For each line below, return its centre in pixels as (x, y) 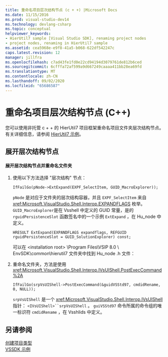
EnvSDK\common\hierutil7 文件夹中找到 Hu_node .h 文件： (74, 254)
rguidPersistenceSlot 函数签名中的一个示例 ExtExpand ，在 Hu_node (84, 216)
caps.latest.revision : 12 (32, 52)
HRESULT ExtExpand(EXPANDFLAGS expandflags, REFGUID (70, 233)
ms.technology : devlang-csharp (38, 24)
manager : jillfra (24, 57)
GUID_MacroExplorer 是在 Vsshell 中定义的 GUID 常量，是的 (73, 210)
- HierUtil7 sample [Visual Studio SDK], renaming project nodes (76, 39)
